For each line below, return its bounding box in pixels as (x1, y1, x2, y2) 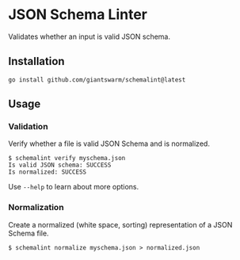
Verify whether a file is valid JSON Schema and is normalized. (8, 139, 210, 148)
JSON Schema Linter (8, 6, 148, 24)
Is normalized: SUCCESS (8, 168, 87, 176)
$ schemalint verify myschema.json (8, 155, 126, 162)
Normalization (8, 202, 65, 213)
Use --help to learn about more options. (8, 182, 139, 192)
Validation (8, 121, 49, 132)
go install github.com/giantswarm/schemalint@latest (8, 75, 186, 84)
